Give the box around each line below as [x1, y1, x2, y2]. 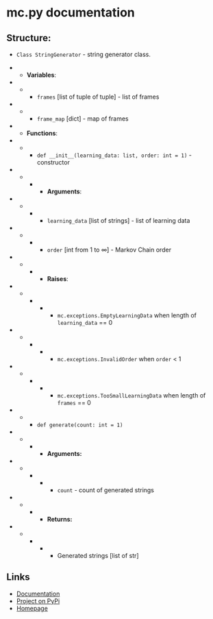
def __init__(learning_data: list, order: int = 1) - [36, 151, 192, 159]
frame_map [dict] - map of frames [36, 114, 129, 123]
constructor [36, 158, 70, 166]
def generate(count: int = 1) [36, 422, 123, 428]
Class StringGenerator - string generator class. [16, 50, 151, 58]
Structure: [6, 32, 51, 44]
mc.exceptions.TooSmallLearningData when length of [57, 391, 206, 399]
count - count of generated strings [57, 486, 155, 494]
